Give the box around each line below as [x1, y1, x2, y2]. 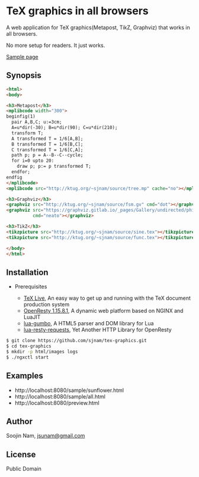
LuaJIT [23, 313, 41, 321]
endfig [6, 174, 23, 180]
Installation [6, 267, 49, 277]
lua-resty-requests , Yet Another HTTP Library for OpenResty [23, 326, 172, 334]
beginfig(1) [6, 114, 36, 120]
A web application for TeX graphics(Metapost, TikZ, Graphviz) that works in [6, 24, 191, 31]
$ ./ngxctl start [6, 354, 49, 360]
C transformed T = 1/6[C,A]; [11, 147, 84, 153]
